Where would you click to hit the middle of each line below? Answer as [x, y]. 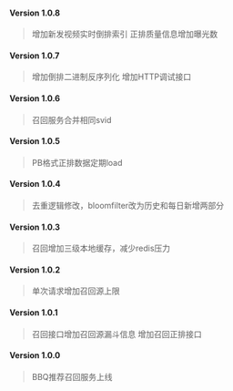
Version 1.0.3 [35, 227]
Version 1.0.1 [34, 313]
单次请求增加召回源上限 [76, 291]
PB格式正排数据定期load [77, 162]
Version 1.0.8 [35, 13]
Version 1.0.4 [35, 184]
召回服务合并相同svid [71, 119]
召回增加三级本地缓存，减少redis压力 [101, 248]
